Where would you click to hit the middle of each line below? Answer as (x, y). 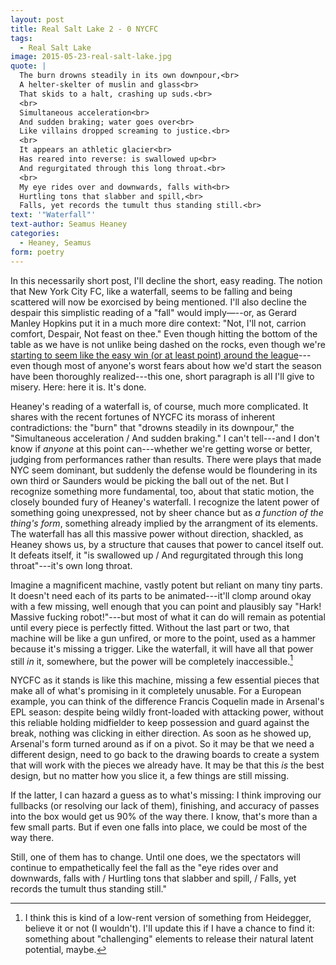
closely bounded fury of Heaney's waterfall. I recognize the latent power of (165, 502)
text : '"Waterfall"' (53, 215)
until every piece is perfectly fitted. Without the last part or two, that (150, 627)
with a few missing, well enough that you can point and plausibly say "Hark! (166, 606)
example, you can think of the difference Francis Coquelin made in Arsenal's (167, 702)
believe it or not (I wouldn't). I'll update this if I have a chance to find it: (169, 928)
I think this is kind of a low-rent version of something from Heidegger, (168, 918)
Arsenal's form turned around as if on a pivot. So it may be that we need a (162, 744)
